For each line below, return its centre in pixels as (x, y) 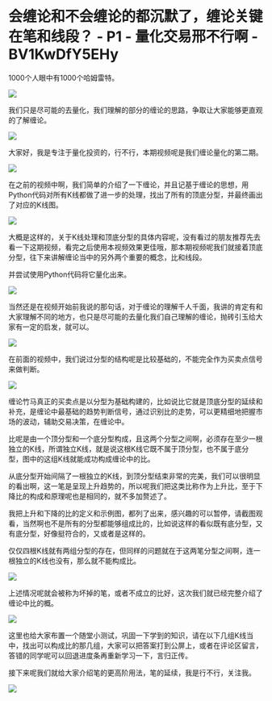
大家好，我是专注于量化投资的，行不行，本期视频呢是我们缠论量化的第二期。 (136, 152)
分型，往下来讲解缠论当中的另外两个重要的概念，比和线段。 (107, 257)
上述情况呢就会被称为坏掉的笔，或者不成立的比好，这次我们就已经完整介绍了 (136, 593)
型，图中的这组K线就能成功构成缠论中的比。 (82, 459)
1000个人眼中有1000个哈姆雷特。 (64, 77)
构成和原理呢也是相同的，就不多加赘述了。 (100, 496)
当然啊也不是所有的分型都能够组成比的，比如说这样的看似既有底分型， (139, 523)
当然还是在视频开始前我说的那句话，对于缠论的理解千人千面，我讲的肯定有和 (136, 307)
